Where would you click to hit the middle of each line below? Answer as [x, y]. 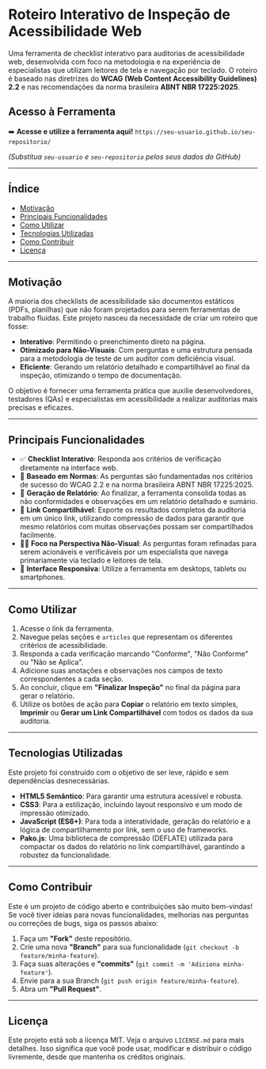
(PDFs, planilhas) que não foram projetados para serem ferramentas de [124, 309]
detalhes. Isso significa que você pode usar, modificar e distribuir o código [130, 1048]
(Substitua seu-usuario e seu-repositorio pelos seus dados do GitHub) [125, 157]
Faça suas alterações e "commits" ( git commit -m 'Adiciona [120, 964]
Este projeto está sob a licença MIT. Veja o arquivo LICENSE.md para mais [126, 1040]
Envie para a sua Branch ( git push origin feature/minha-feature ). [129, 980]
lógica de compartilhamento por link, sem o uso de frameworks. [124, 829]
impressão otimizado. [55, 813]
